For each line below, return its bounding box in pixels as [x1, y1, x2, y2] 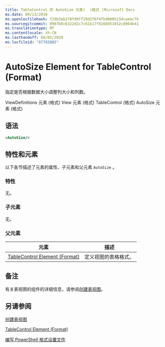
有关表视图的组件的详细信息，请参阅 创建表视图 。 [5, 286, 105, 292]
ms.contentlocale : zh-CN [5, 30, 57, 35]
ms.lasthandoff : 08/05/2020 [5, 35, 64, 40]
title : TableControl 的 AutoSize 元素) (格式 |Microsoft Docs [5, 7, 135, 12]
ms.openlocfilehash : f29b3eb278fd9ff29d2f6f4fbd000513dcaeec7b [5, 16, 139, 21]
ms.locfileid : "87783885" [5, 40, 59, 45]
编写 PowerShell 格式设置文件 [5, 337, 66, 343]
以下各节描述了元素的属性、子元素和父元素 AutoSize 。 [5, 164, 117, 170]
